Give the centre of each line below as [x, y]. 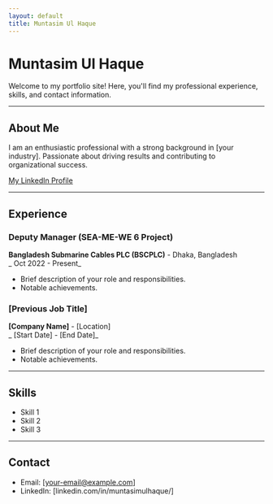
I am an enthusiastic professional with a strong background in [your [121, 148]
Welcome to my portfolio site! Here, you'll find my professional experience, [133, 86]
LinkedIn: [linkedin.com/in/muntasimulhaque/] [97, 491]
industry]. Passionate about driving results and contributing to [112, 156]
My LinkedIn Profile [41, 180]
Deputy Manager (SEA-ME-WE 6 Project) [91, 237]
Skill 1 [30, 412]
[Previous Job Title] [48, 308]
